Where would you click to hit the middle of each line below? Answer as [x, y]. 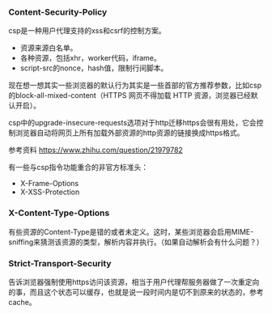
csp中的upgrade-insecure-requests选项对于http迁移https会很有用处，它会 [132, 123]
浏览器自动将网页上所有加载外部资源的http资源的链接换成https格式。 [130, 133]
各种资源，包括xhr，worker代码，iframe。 [91, 58]
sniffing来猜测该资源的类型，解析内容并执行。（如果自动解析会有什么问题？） [136, 242]
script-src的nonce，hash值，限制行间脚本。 [94, 68]
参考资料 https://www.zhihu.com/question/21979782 [96, 150]
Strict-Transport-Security [60, 263]
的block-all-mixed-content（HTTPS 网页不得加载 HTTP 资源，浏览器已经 [130, 95]
